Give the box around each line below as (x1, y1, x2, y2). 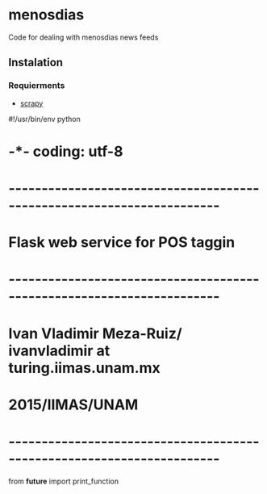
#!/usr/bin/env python (8, 114, 81, 123)
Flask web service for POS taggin (8, 233, 236, 252)
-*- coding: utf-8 (8, 142, 123, 161)
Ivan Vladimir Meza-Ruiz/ (8, 324, 183, 342)
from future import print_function (8, 476, 119, 486)
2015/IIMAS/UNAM (8, 396, 139, 413)
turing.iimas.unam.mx (8, 358, 161, 377)
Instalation (8, 56, 63, 69)
